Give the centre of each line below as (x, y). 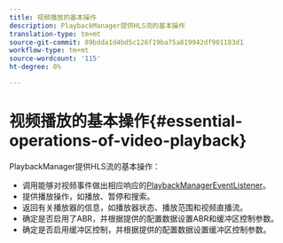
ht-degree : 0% (35, 67)
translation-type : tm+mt (55, 34)
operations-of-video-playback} (128, 141)
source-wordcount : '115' (55, 59)
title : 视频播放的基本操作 (53, 17)
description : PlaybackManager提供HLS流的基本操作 (98, 26)
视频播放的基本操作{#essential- (126, 121)
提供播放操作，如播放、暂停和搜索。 (88, 196)
